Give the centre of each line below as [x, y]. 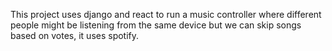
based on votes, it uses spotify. [75, 35]
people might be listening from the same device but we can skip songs [156, 25]
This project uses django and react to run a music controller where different [166, 14]
